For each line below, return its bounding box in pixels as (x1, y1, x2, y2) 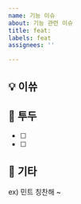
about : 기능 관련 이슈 (8, 19, 74, 27)
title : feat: (8, 26, 52, 34)
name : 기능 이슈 (8, 11, 56, 20)
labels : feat (8, 33, 52, 42)
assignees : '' (8, 41, 56, 49)
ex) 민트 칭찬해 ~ (8, 187, 62, 197)
